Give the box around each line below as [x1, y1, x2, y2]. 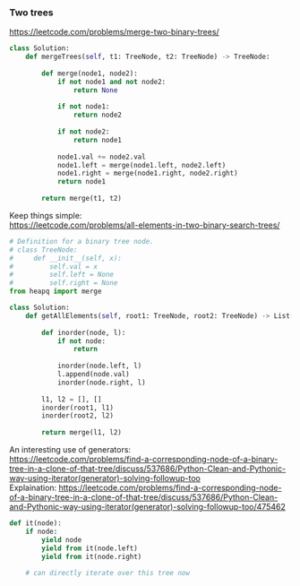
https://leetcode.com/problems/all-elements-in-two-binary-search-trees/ [9, 220, 280, 230]
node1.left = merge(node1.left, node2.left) [56, 160, 227, 169]
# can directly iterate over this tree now [25, 569, 191, 578]
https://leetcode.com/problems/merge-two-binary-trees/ [9, 27, 219, 38]
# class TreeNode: [9, 245, 78, 254]
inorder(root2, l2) [41, 411, 115, 420]
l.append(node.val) [56, 370, 130, 379]
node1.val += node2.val [56, 152, 146, 161]
